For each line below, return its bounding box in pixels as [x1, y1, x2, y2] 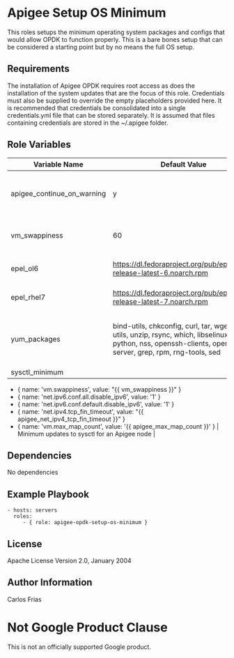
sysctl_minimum [10, 367, 64, 377]
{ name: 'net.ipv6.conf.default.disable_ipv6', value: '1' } [17, 399, 175, 408]
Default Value [160, 159, 207, 169]
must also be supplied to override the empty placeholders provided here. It [7, 96, 222, 105]
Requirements [7, 63, 70, 75]
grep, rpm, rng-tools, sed [137, 347, 221, 357]
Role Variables [7, 139, 71, 151]
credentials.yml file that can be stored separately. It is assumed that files [7, 111, 215, 119]
